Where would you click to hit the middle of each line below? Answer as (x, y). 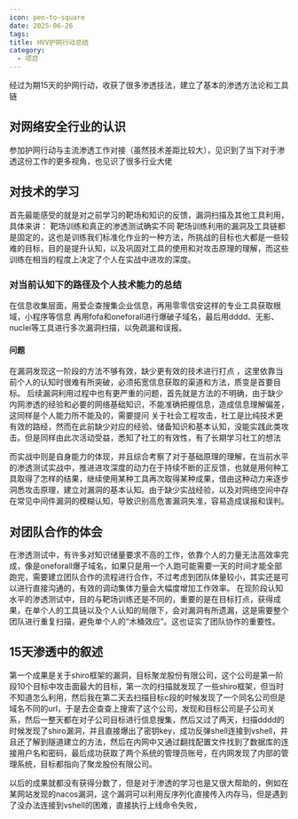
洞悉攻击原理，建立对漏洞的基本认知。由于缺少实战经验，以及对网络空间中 (145, 490)
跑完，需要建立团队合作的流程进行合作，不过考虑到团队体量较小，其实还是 (145, 576)
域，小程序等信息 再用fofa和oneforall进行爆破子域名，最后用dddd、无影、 (144, 316)
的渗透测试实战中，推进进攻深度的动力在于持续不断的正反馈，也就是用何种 (145, 468)
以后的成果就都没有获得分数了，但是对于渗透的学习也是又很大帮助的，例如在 (149, 783)
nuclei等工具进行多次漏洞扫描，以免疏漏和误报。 (98, 327)
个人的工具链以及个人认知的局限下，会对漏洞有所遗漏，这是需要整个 (164, 610)
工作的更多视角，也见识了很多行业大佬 (102, 161)
